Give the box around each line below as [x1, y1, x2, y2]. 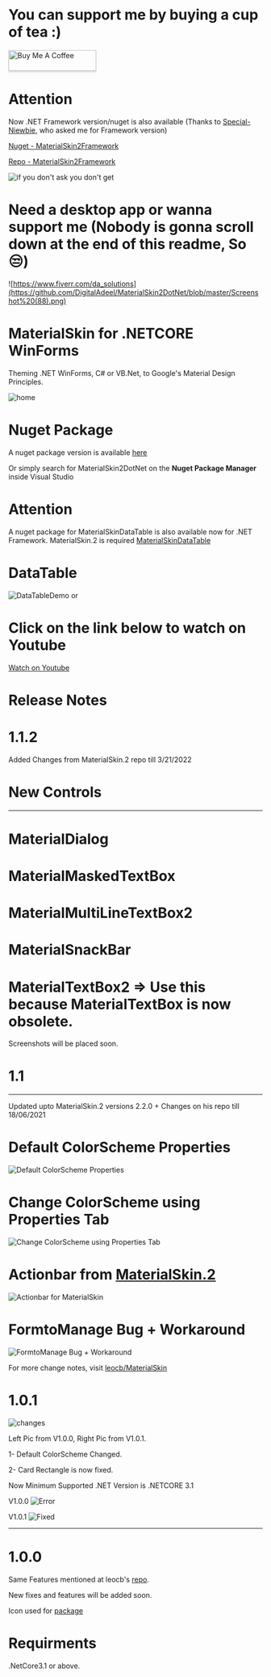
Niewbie [8, 125, 36, 135]
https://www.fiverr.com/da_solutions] [13, 279, 137, 289]
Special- [223, 116, 252, 126]
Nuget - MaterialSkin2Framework [8, 141, 119, 150]
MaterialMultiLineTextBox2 [8, 904, 194, 922]
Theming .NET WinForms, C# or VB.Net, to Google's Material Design [8, 368, 236, 377]
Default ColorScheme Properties [8, 1138, 231, 1157]
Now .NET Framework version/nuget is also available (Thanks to [8, 116, 222, 126]
